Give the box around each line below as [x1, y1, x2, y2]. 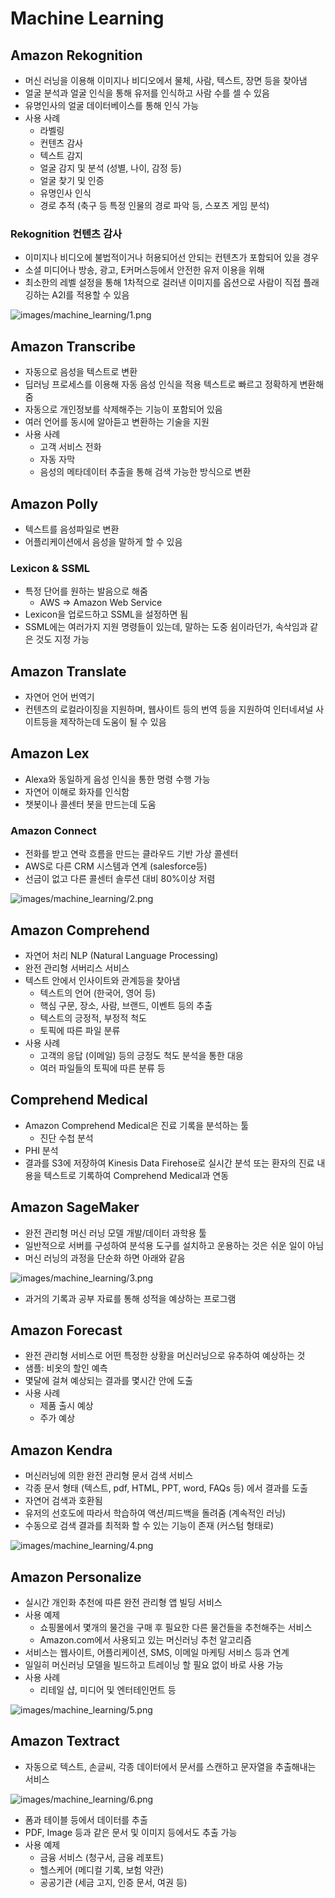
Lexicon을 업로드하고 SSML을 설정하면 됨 [24, 608, 189, 621]
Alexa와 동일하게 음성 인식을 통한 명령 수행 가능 [24, 773, 211, 785]
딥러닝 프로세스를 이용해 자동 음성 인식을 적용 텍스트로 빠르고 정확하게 [24, 378, 298, 391]
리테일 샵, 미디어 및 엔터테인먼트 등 [39, 1684, 177, 1696]
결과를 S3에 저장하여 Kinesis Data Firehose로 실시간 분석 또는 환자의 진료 [24, 1157, 315, 1169]
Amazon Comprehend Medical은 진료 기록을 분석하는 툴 [24, 1119, 250, 1131]
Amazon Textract [10, 1733, 120, 1750]
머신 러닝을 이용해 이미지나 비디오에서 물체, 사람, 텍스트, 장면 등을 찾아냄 [24, 75, 308, 86]
